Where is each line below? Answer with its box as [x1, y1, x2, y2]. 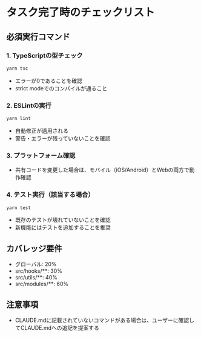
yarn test [6, 204, 31, 211]
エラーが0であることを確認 [15, 77, 83, 84]
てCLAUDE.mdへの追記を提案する [15, 324, 100, 332]
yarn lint [6, 116, 31, 122]
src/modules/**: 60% [15, 280, 69, 288]
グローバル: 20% [15, 261, 57, 268]
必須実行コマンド [6, 32, 70, 42]
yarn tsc [6, 65, 28, 72]
